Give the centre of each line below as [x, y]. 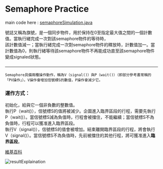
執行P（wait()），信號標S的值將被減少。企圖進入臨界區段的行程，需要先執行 [81, 111]
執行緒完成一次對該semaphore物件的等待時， [63, 38]
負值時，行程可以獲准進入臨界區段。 [41, 123]
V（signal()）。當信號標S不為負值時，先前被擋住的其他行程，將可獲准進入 [78, 135]
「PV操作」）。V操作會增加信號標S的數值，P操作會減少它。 [54, 80]
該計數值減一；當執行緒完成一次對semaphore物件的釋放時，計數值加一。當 [80, 44]
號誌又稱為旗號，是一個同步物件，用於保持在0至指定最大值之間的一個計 [76, 32]
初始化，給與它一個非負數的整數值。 [41, 105]
